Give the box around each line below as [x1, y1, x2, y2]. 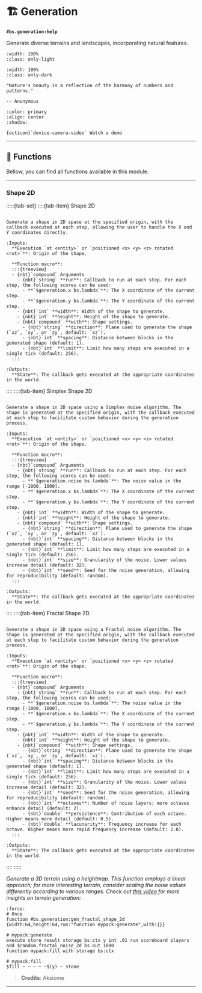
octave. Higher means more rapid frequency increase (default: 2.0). [6, 826, 185, 833]
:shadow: [6, 119, 28, 125]
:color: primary [6, 109, 47, 115]
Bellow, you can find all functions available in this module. [6, 168, 149, 175]
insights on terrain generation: [6, 894, 81, 902]
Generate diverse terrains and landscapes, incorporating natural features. [6, 39, 188, 46]
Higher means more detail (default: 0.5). [6, 816, 114, 822]
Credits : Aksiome [20, 974, 65, 982]
